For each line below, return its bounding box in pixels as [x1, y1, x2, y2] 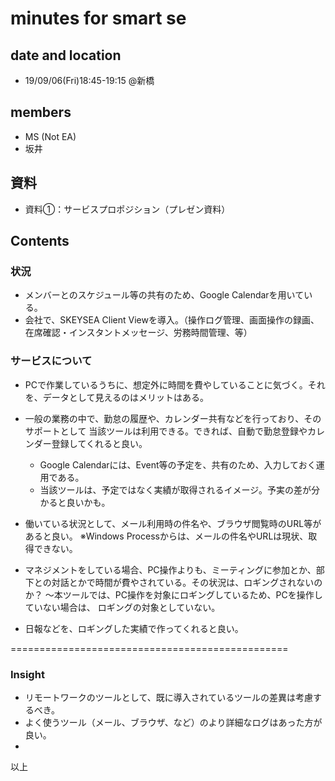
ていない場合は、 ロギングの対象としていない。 [24, 601, 221, 613]
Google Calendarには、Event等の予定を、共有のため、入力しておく [39, 458, 317, 471]
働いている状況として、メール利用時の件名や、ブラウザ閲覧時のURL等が [24, 517, 322, 529]
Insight [10, 667, 45, 681]
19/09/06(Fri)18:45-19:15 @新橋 [24, 75, 155, 86]
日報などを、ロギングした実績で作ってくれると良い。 [24, 622, 244, 634]
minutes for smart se [10, 7, 187, 30]
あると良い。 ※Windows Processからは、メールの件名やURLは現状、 [24, 530, 309, 542]
